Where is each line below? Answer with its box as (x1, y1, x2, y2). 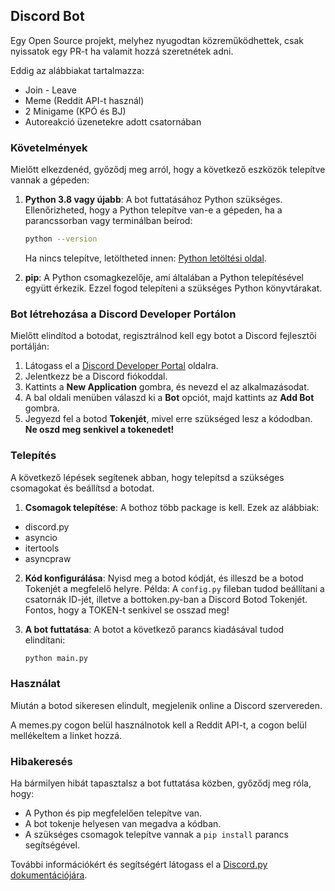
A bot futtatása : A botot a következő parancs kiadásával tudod (24, 623, 285, 635)
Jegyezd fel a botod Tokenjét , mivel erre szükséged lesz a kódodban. (24, 413, 313, 425)
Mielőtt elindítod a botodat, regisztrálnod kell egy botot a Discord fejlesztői (10, 330, 317, 342)
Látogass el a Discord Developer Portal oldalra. (24, 360, 219, 372)
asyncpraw (24, 552, 72, 564)
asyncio (24, 531, 58, 543)
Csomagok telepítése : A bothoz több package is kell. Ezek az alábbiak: (24, 501, 320, 513)
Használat (10, 677, 61, 691)
